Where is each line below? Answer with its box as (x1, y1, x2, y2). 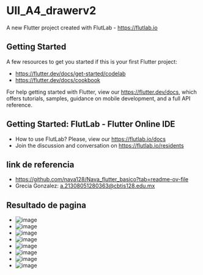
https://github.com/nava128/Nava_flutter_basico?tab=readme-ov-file (15, 176, 189, 183)
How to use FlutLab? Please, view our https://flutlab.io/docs (15, 135, 166, 143)
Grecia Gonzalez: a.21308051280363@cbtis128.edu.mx (15, 182, 155, 190)
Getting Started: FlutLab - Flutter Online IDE (6, 119, 175, 129)
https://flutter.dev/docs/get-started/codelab (15, 70, 126, 77)
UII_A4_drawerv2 (6, 4, 97, 18)
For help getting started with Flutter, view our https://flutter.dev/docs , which (6, 88, 197, 96)
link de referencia (6, 159, 75, 170)
